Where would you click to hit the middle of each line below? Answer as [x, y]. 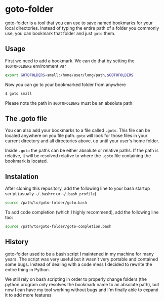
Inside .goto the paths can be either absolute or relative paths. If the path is [82, 151]
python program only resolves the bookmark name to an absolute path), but [82, 284]
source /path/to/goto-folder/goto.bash [46, 203]
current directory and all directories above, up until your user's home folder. [82, 141]
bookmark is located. [26, 161]
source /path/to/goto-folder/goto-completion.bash [58, 226]
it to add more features [28, 295]
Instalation [22, 176]
